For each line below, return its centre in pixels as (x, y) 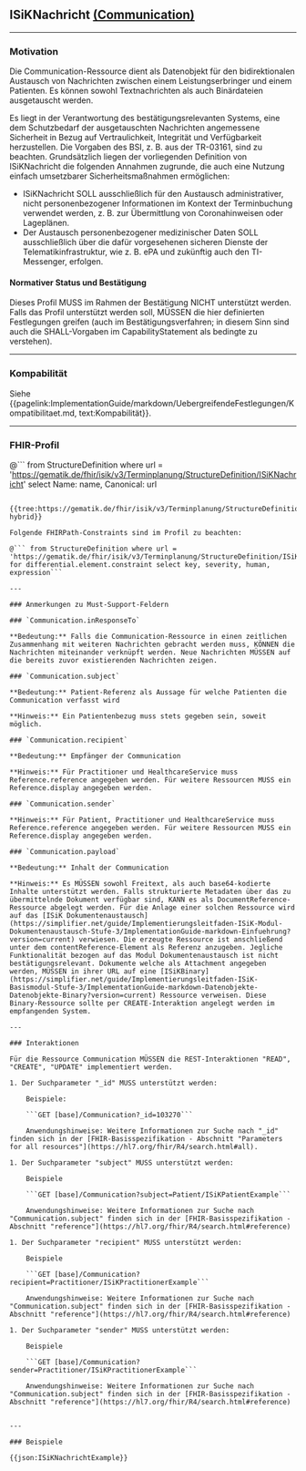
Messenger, (45, 262)
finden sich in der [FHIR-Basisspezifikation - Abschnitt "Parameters (146, 1138)
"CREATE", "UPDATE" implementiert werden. (91, 1067)
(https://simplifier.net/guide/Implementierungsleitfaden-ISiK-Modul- (146, 923)
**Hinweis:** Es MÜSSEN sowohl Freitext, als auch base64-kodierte (140, 883)
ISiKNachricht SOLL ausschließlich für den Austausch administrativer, (153, 194)
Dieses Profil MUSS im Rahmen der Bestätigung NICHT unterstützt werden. (150, 303)
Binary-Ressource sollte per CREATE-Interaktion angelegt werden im (142, 1003)
